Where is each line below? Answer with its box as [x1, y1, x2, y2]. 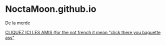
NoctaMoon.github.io [5, 3, 96, 15]
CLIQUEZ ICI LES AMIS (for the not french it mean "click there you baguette [5, 29, 161, 35]
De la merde [5, 20, 30, 26]
